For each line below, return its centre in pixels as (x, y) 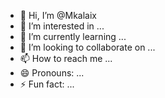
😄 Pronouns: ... (52, 73)
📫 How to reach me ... (66, 58)
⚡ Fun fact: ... (47, 84)
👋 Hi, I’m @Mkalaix (58, 15)
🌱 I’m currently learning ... (73, 36)
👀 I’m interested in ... (62, 26)
